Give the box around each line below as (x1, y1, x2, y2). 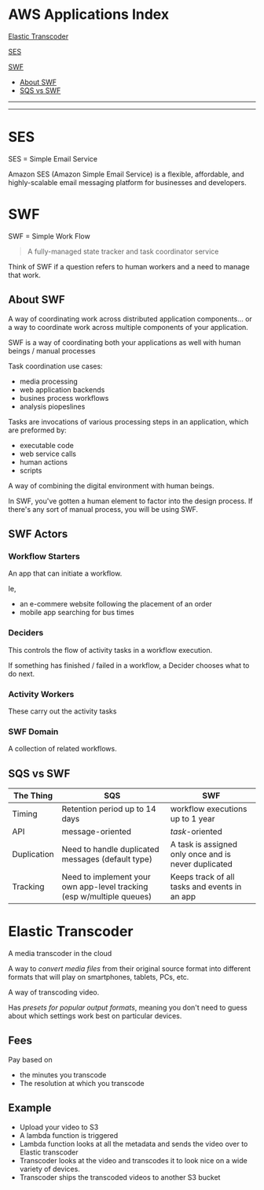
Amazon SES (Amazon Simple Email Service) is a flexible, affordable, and (8, 169, 245, 179)
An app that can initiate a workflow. (8, 569, 123, 578)
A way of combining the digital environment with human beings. (8, 480, 214, 490)
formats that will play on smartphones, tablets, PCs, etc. (8, 972, 189, 981)
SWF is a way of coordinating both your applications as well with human (8, 337, 241, 347)
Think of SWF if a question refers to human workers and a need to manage (8, 261, 250, 271)
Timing (12, 809, 38, 820)
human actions (19, 457, 68, 466)
